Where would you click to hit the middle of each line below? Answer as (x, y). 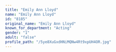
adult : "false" (21, 38)
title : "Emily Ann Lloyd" (32, 10)
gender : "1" (17, 33)
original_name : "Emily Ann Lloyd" (41, 24)
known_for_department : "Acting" (38, 28)
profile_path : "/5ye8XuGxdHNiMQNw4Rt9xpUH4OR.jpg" (58, 42)
